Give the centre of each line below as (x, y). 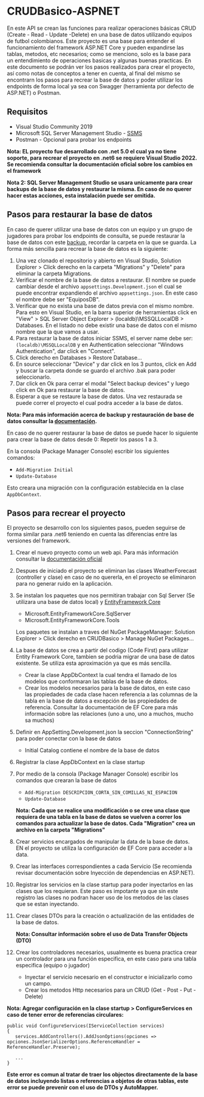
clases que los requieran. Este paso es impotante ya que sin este (97, 891)
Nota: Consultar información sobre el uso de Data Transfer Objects (102, 934)
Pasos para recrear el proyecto (66, 513)
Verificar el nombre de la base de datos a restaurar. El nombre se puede (106, 280)
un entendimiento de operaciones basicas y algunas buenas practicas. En (99, 60)
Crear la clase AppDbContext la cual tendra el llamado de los (101, 675)
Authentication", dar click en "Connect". (66, 351)
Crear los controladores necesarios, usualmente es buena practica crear (106, 952)
